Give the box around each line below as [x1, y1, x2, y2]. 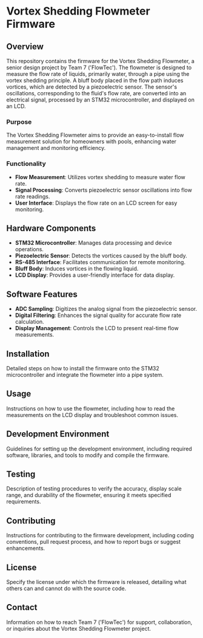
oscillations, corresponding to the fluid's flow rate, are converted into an [6, 90, 187, 97]
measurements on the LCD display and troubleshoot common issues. [6, 411, 179, 418]
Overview [6, 41, 44, 52]
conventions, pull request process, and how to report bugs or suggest [6, 538, 181, 546]
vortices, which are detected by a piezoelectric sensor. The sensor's [6, 83, 178, 90]
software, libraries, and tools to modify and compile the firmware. [6, 451, 170, 459]
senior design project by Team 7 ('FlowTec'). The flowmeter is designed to [6, 64, 192, 71]
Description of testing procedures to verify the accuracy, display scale [6, 485, 182, 492]
